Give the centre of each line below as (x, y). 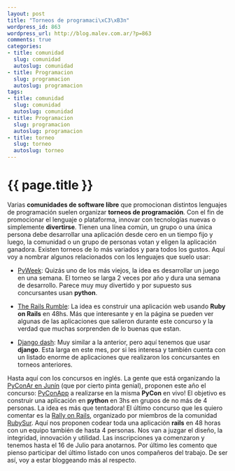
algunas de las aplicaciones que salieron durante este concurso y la (115, 321)
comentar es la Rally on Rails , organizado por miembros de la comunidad (112, 415)
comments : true (29, 40)
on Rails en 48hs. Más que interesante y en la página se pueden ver (115, 313)
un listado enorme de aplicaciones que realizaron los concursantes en (119, 357)
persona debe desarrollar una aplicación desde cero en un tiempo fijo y (110, 234)
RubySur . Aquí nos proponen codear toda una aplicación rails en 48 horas (114, 423)
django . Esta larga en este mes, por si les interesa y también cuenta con (121, 349)
